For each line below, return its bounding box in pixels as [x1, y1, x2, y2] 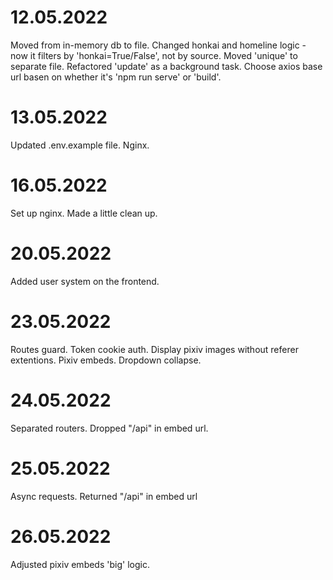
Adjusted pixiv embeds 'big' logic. [10, 558, 150, 570]
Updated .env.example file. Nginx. [10, 139, 150, 151]
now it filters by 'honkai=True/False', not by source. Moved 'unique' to [10, 49, 298, 61]
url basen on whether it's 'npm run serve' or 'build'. [10, 71, 222, 83]
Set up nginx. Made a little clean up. [10, 207, 158, 219]
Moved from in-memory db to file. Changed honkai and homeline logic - [10, 39, 307, 51]
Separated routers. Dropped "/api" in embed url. [10, 422, 209, 434]
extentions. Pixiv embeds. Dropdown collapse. [10, 354, 202, 366]
